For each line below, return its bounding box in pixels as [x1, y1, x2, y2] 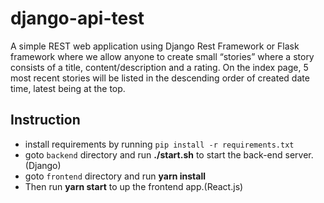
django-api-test [10, 7, 145, 30]
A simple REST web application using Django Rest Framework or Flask [10, 40, 300, 52]
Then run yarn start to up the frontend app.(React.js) [24, 180, 244, 192]
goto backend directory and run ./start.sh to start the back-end [24, 148, 283, 161]
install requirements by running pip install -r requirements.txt [24, 138, 295, 150]
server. [284, 148, 314, 161]
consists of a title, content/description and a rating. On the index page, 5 [10, 61, 309, 73]
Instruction [10, 112, 81, 129]
